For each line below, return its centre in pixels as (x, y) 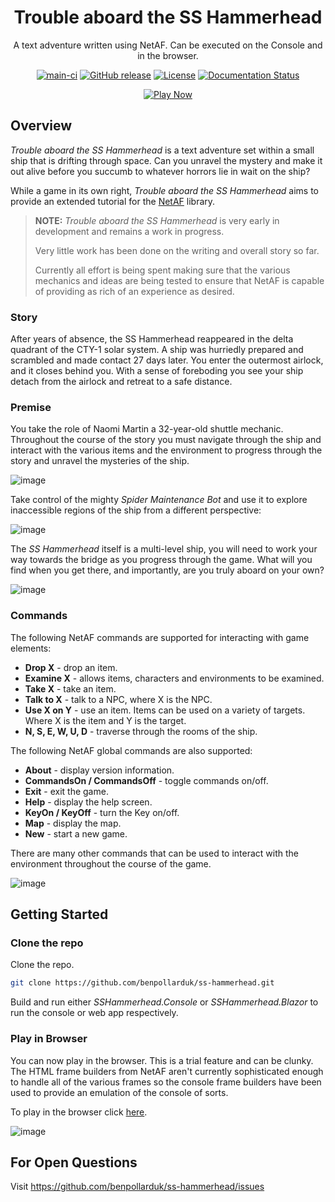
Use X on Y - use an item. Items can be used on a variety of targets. (165, 710)
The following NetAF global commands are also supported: (131, 750)
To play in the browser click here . (79, 1112)
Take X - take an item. (70, 688)
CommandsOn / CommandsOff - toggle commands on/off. (146, 780)
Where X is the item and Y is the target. (105, 720)
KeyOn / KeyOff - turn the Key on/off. (102, 812)
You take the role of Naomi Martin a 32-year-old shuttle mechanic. (147, 429)
